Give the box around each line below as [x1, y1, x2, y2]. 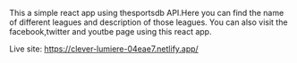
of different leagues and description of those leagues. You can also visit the [9, 17, 288, 28]
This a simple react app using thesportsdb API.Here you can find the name [9, 8, 284, 18]
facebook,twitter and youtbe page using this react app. [9, 27, 212, 36]
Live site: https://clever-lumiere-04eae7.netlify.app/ [9, 43, 199, 54]
